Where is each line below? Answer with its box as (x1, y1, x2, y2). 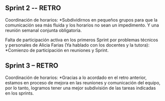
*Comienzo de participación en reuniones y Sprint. (5, 47, 109, 53)
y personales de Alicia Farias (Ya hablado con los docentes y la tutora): (5, 42, 150, 48)
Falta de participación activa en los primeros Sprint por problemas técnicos (5, 37, 158, 43)
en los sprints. (5, 90, 34, 96)
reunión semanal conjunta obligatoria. (5, 27, 82, 33)
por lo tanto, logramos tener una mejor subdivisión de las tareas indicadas (5, 85, 156, 91)
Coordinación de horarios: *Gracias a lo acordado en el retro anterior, (5, 75, 147, 80)
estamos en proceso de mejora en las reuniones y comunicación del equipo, (5, 79, 161, 85)
